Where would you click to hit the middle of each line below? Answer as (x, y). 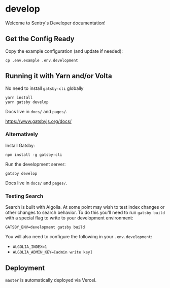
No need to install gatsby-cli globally (44, 88)
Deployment (25, 268)
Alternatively (22, 134)
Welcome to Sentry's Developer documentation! (55, 23)
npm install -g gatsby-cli (34, 155)
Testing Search (24, 196)
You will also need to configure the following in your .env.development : (79, 237)
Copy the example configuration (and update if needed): (64, 51)
